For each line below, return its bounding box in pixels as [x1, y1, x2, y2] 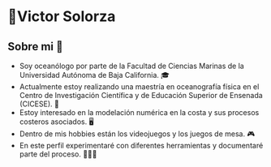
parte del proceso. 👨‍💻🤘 [19, 149, 97, 159]
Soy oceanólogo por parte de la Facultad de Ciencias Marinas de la [19, 61, 244, 71]
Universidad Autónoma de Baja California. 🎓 [19, 71, 170, 79]
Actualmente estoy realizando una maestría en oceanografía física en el [19, 82, 260, 92]
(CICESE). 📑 [19, 99, 60, 109]
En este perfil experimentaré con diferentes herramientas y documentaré [19, 141, 264, 150]
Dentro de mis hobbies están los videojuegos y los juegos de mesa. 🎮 [19, 129, 256, 139]
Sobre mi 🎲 [7, 40, 63, 54]
